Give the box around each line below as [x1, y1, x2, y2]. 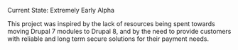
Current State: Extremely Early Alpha [7, 6, 115, 14]
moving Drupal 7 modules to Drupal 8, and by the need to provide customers [7, 27, 232, 35]
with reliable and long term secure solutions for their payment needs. [7, 35, 210, 43]
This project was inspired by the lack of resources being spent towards [7, 20, 215, 27]
